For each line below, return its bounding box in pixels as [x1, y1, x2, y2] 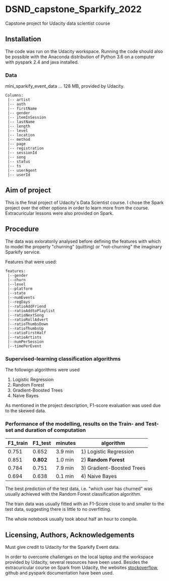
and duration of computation [14, 427, 86, 434]
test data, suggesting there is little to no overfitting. [5, 506, 111, 512]
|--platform [7, 286, 33, 291]
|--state [7, 290, 26, 296]
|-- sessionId [7, 150, 37, 155]
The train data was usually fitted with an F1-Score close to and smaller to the [5, 501, 164, 507]
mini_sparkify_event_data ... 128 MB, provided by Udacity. [5, 83, 125, 89]
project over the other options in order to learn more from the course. [5, 204, 149, 210]
